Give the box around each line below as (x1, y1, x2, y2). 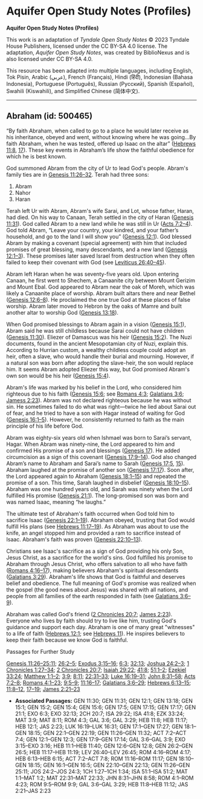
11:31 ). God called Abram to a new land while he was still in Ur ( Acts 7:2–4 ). (6, 220, 193, 227)
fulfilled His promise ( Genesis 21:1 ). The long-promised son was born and (6, 492, 189, 499)
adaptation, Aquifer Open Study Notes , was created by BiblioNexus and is (6, 48, 190, 56)
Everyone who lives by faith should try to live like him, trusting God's (6, 617, 176, 624)
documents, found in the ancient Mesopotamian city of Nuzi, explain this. (6, 340, 188, 347)
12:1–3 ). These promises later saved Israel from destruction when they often (6, 252, 195, 259)
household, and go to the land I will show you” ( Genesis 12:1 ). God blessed (6, 233, 192, 240)
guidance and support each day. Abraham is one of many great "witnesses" (6, 623, 195, 630)
